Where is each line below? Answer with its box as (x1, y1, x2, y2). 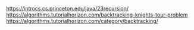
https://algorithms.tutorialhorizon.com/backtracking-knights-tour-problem (6, 11, 188, 18)
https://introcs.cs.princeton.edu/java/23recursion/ (6, 5, 129, 12)
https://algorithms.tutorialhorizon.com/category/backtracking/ (6, 18, 159, 24)
